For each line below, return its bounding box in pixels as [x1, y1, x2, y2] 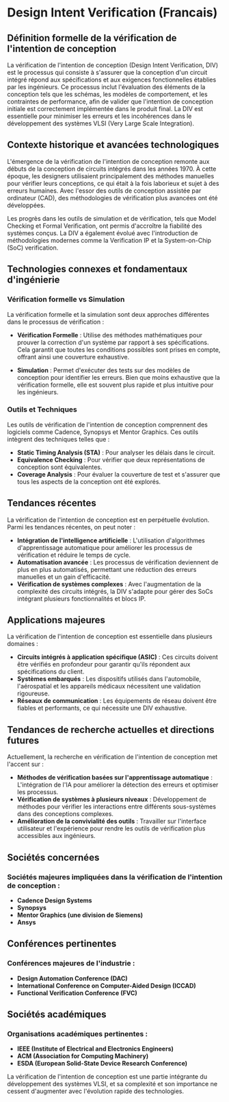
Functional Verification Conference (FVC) [16, 989, 138, 997]
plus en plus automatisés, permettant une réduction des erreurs [16, 565, 197, 573]
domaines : [7, 640, 39, 648]
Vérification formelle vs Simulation [7, 295, 125, 304]
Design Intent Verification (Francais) [7, 5, 218, 21]
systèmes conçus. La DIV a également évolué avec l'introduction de [7, 228, 198, 237]
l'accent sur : [7, 760, 44, 769]
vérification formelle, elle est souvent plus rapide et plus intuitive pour [16, 381, 214, 389]
